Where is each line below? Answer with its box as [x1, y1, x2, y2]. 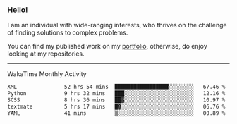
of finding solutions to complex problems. [7, 28, 128, 37]
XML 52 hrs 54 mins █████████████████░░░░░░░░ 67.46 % [7, 83, 226, 91]
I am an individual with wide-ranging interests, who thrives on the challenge [7, 21, 227, 30]
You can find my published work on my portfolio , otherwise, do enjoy [7, 42, 208, 51]
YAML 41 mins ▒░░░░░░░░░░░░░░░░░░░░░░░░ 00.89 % [7, 109, 226, 117]
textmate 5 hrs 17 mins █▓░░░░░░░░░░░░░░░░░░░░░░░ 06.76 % [7, 103, 226, 110]
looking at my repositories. [7, 49, 85, 58]
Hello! [7, 5, 28, 15]
